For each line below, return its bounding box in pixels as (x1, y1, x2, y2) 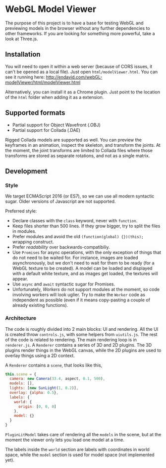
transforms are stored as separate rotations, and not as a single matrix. (5, 153, 150, 159)
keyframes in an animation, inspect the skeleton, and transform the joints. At (5, 142, 161, 148)
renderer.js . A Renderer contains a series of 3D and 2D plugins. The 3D (5, 342, 152, 348)
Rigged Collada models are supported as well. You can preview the (5, 137, 142, 143)
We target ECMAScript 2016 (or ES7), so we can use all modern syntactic (5, 193, 155, 199)
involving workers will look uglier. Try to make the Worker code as (12, 292, 145, 298)
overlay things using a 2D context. (5, 352, 75, 359)
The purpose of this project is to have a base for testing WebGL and (5, 20, 144, 26)
